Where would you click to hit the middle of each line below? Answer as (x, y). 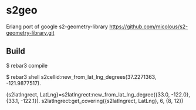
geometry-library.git (30, 32)
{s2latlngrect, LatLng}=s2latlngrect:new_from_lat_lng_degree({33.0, (88, 94)
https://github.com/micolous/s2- (149, 26)
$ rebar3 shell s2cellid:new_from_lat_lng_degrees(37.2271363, (81, 76)
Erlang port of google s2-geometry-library (57, 26)
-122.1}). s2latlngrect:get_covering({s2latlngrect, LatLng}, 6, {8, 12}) (102, 101)
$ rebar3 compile (27, 65)
